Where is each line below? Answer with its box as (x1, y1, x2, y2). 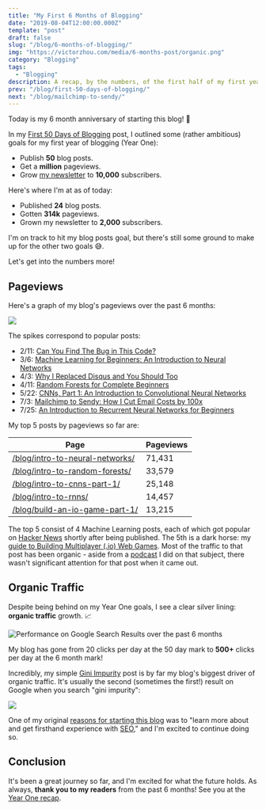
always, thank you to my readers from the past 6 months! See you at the (8, 785, 246, 794)
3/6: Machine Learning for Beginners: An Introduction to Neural (19, 355, 226, 364)
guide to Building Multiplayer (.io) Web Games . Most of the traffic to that (8, 542, 243, 551)
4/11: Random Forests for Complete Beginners (19, 380, 169, 390)
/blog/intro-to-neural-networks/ (12, 453, 135, 464)
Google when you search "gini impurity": (8, 685, 141, 694)
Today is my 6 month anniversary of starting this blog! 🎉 (8, 114, 192, 124)
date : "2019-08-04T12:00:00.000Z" (8, 19, 123, 27)
